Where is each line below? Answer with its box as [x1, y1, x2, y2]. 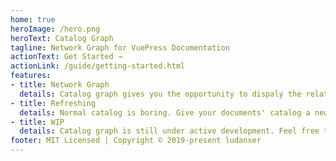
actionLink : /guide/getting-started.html [10, 61, 186, 71]
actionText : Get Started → [10, 52, 123, 62]
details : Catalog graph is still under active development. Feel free [19, 126, 320, 136]
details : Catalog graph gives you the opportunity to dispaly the [19, 89, 302, 99]
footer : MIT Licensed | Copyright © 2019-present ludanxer [10, 136, 262, 146]
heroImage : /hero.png [10, 24, 101, 34]
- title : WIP [10, 117, 65, 127]
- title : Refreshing [10, 98, 97, 108]
